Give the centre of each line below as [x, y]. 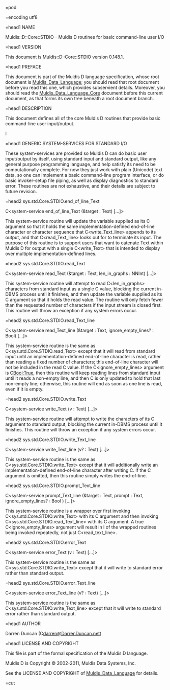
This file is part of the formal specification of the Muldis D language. [77, 653]
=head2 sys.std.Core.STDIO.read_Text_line [50, 320]
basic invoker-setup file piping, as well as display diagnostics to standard [82, 180]
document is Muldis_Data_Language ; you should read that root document [82, 82]
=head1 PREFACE [23, 67]
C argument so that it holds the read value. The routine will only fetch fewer [84, 300]
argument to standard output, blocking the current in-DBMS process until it [84, 424]
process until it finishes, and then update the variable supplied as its [91, 294]
